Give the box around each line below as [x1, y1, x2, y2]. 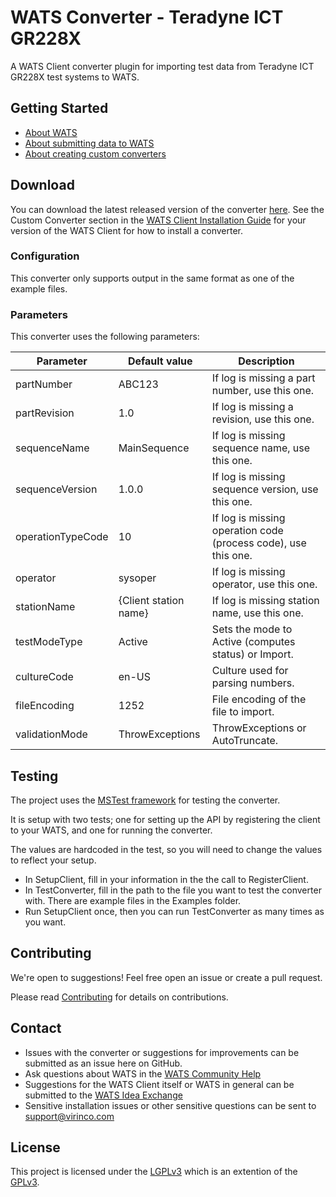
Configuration [10, 249, 80, 263]
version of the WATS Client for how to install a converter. [10, 224, 244, 236]
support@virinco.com [24, 1110, 115, 1122]
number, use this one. [211, 384, 315, 398]
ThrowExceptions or [211, 721, 307, 735]
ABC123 [118, 377, 159, 391]
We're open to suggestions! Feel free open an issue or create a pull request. [10, 971, 323, 983]
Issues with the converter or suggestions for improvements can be [24, 1046, 300, 1058]
